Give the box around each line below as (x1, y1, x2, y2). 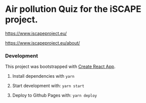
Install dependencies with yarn (12, 73, 75, 79)
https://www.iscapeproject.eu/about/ (5, 40, 80, 46)
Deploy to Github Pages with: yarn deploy (12, 93, 97, 99)
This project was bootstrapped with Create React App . (5, 63, 116, 70)
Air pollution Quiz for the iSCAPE (5, 3, 142, 15)
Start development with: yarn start (12, 83, 85, 89)
